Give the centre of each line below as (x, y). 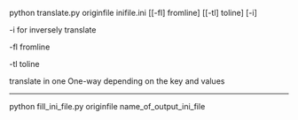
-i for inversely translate (53, 30)
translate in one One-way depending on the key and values (117, 81)
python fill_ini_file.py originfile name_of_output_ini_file (107, 106)
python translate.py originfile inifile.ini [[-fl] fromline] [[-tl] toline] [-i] (133, 13)
